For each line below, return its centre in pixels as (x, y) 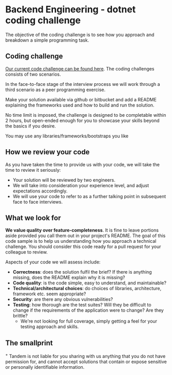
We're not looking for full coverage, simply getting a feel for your (89, 321)
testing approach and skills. (50, 327)
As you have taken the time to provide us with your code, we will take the (83, 164)
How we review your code (47, 152)
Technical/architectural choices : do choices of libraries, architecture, (87, 289)
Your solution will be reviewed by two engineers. (64, 180)
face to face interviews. (38, 202)
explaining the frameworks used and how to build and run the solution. (80, 105)
